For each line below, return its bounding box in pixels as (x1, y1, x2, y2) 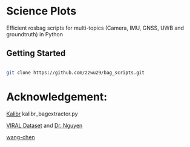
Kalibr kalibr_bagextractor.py (6, 110, 78, 117)
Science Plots (6, 4, 77, 18)
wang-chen (6, 133, 35, 140)
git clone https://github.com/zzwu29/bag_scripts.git (6, 70, 145, 76)
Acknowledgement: (6, 90, 108, 103)
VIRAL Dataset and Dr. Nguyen (6, 122, 83, 129)
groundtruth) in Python (6, 30, 64, 38)
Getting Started (6, 48, 66, 59)
